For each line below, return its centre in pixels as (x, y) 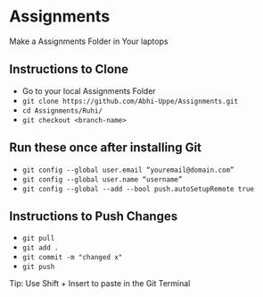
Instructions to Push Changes (94, 216)
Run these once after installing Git (106, 148)
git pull (38, 239)
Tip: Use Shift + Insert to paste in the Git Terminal (100, 284)
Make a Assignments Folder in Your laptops (89, 41)
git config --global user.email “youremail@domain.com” (128, 170)
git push (38, 267)
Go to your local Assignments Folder (89, 90)
